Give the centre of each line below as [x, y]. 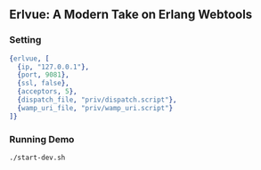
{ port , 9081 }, [43, 75]
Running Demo [42, 139]
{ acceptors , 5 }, [47, 92]
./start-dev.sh [37, 158]
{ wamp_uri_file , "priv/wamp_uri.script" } [95, 108]
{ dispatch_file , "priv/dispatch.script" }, [97, 100]
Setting [25, 40]
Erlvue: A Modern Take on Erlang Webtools [131, 15]
